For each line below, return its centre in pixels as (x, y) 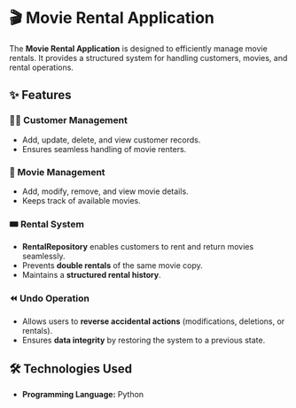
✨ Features (40, 95)
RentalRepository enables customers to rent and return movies (138, 247)
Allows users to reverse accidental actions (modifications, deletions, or (153, 321)
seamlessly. (43, 256)
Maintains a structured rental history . (91, 275)
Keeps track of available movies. (81, 200)
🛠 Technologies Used (71, 369)
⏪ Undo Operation (50, 298)
